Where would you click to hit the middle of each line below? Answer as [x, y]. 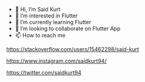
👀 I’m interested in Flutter [46, 16]
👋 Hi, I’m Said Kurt [38, 9]
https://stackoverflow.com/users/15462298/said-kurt [73, 49]
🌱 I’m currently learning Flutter [53, 22]
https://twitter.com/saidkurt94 [44, 73]
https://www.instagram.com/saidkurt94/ [57, 61]
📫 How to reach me [40, 35]
